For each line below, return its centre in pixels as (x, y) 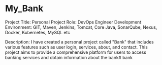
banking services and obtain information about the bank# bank (69, 57)
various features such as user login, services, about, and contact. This (76, 47)
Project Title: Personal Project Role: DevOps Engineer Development (73, 22)
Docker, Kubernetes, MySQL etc (38, 32)
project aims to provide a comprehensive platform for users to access (76, 52)
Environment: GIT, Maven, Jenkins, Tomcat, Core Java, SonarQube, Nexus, (81, 27)
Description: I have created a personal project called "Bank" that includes (80, 42)
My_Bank (24, 9)
